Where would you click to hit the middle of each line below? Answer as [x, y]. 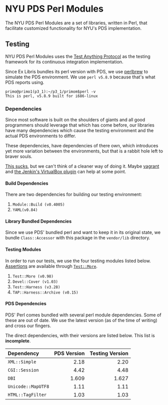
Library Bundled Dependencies [39, 221]
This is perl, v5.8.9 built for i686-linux [52, 96]
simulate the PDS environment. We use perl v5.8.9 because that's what [80, 77]
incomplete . [18, 341]
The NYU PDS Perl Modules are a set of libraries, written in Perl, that [76, 23]
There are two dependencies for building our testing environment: [74, 194]
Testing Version [109, 353]
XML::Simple [22, 362]
